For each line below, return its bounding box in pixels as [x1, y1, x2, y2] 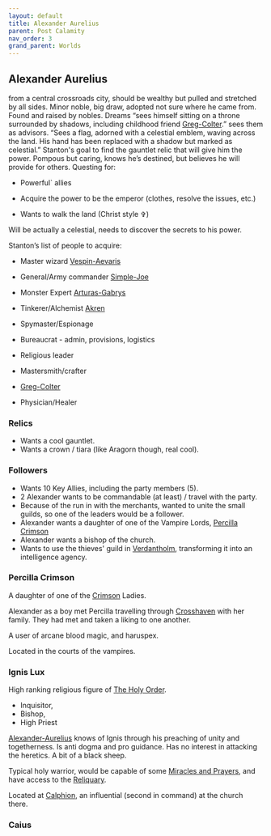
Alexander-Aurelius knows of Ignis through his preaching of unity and [8, 733, 240, 743]
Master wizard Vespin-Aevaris [19, 256, 121, 265]
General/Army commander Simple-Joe [19, 272, 150, 282]
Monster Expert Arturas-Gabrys [19, 287, 126, 297]
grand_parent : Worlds [8, 42, 82, 50]
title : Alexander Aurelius [8, 19, 100, 28]
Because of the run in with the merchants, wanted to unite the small [19, 500, 246, 510]
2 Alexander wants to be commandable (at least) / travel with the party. [19, 491, 257, 502]
